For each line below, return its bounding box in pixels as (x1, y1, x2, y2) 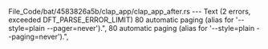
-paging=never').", (8, 32, 69, 41)
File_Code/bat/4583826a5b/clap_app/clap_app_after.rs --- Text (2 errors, (8, 7, 251, 16)
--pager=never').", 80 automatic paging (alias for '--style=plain (47, 24, 255, 32)
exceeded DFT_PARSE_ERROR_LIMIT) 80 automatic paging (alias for (8, 15, 234, 24)
